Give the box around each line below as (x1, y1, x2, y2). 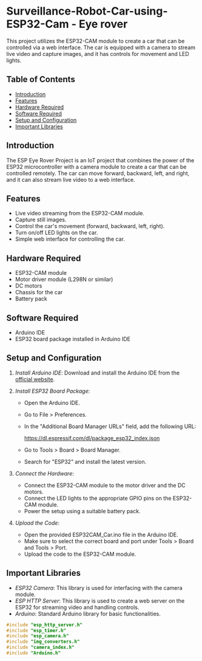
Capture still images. (15, 216, 67, 223)
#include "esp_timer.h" (6, 628, 67, 634)
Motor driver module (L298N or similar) (15, 275, 113, 283)
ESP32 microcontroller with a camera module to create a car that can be (6, 163, 187, 170)
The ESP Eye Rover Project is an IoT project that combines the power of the (6, 156, 195, 164)
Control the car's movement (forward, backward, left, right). (15, 223, 165, 230)
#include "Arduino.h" (6, 650, 61, 656)
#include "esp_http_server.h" (6, 621, 83, 628)
